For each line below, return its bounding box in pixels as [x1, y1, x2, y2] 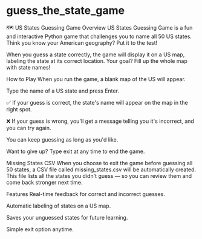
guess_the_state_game [6, 4, 125, 18]
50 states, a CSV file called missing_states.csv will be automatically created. [6, 166, 197, 173]
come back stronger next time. [6, 178, 83, 186]
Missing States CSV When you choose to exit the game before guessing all [6, 159, 193, 166]
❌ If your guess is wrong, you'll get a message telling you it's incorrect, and [6, 117, 195, 125]
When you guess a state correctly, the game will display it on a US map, [6, 51, 185, 58]
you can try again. [6, 124, 51, 131]
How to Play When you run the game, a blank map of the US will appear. [6, 75, 186, 82]
